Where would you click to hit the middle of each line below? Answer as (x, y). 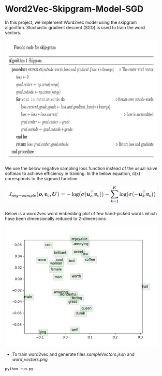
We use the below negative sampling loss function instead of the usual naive (81, 168)
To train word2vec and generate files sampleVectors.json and (73, 354)
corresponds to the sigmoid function (41, 178)
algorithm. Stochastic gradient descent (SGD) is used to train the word (75, 27)
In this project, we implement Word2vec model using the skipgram (71, 22)
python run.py (19, 369)
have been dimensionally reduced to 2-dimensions (56, 219)
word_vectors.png (30, 360)
